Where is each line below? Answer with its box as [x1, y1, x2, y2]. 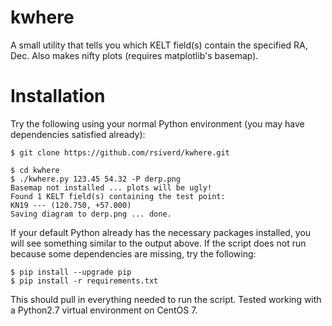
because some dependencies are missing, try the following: [10, 247, 257, 260]
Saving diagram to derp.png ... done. [10, 209, 172, 219]
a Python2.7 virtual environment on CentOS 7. [10, 304, 198, 316]
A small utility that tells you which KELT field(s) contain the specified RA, [10, 39, 308, 51]
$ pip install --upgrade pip [10, 267, 132, 277]
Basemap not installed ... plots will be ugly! [10, 182, 213, 193]
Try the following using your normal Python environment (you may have [10, 117, 305, 130]
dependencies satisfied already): [10, 128, 146, 140]
